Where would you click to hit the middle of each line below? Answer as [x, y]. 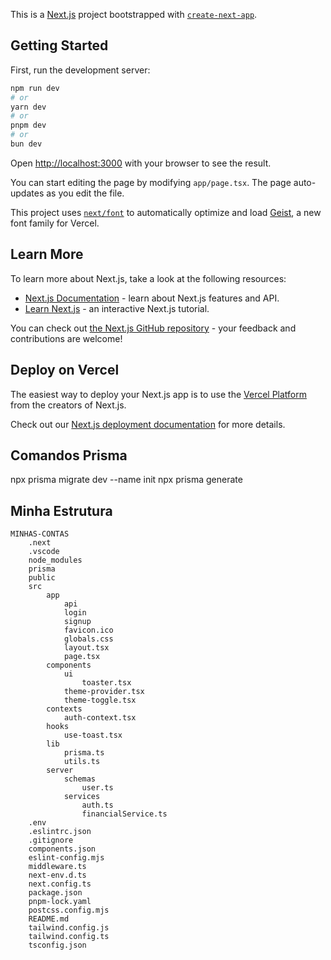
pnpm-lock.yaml [60, 902]
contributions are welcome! [66, 338]
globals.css [88, 639]
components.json [62, 849]
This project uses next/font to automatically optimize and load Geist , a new [166, 212]
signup [77, 622]
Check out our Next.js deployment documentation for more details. [148, 424]
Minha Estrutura [61, 510]
